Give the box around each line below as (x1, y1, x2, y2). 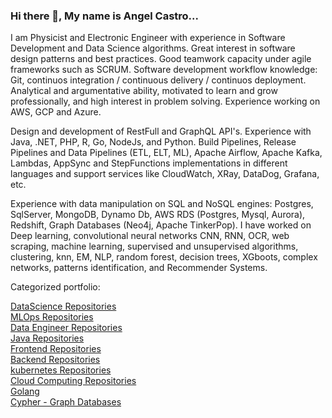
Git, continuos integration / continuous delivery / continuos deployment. (10, 74, 307, 86)
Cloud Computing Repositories (10, 375, 137, 387)
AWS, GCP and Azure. (10, 106, 102, 118)
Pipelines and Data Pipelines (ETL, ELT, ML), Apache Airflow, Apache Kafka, (10, 147, 323, 159)
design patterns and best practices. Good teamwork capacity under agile (10, 53, 312, 65)
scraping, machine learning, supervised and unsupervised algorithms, (10, 240, 299, 253)
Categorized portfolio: (10, 281, 101, 293)
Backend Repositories (10, 354, 101, 366)
